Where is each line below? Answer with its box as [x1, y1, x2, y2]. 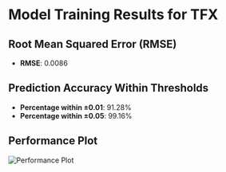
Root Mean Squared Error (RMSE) [8, 37, 177, 51]
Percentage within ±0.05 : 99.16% [19, 111, 133, 120]
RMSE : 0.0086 [19, 58, 68, 68]
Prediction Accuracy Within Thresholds [8, 81, 209, 95]
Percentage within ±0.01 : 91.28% [19, 102, 132, 112]
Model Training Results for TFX [8, 6, 219, 24]
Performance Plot [8, 134, 98, 148]
